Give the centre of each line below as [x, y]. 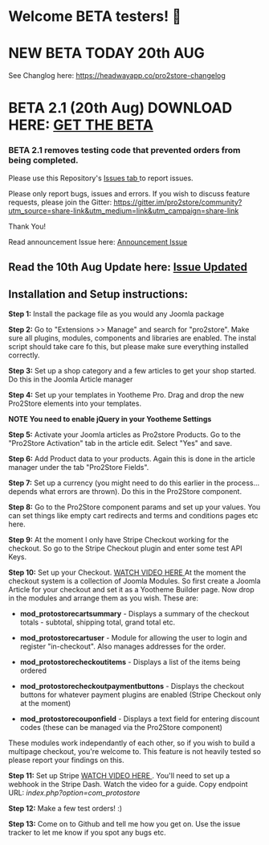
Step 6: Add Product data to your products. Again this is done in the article [132, 459]
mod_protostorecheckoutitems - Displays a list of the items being [130, 662]
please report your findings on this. [66, 760]
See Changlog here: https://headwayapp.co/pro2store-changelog [117, 76]
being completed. [43, 160]
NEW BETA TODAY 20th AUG [106, 54]
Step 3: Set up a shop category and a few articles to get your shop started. [132, 370]
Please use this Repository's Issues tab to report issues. [101, 178]
